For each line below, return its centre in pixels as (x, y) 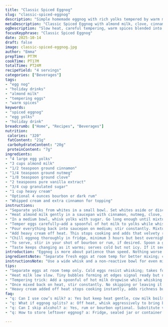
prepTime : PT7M (21, 56)
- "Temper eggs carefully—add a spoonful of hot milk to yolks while (79, 224)
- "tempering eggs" (25, 98)
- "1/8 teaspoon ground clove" (38, 178)
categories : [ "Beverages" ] (33, 75)
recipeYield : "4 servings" (33, 71)
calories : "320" (24, 136)
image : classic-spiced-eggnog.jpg (41, 47)
